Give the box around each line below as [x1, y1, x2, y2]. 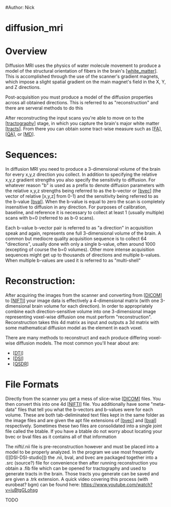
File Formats [5, 379, 59, 390]
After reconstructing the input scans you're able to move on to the [5, 115, 144, 121]
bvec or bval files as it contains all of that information [5, 433, 117, 440]
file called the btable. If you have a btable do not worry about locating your [5, 428, 162, 434]
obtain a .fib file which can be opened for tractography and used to [5, 465, 146, 471]
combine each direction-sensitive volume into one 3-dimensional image [5, 309, 156, 314]
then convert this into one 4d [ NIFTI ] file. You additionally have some [5, 401, 150, 407]
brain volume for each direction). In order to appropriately [32, 303, 153, 309]
